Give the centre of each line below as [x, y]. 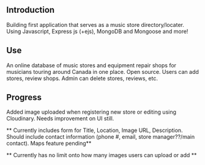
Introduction [31, 10]
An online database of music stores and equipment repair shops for [91, 65]
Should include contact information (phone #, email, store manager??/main [100, 137]
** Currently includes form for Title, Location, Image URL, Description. [95, 130]
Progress [24, 97]
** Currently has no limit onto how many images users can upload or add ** [102, 155]
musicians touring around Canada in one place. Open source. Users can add [102, 71]
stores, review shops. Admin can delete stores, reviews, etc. [82, 78]
